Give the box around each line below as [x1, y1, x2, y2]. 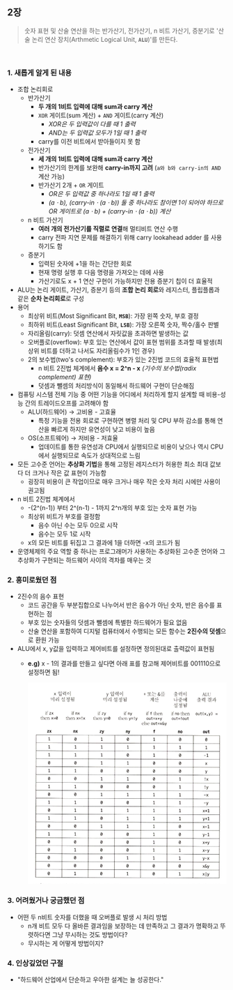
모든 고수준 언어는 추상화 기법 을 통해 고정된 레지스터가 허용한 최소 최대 [17, 460, 209, 469]
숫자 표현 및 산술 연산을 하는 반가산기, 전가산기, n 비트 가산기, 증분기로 [24, 27, 215, 35]
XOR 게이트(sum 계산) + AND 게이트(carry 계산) [38, 111, 164, 120]
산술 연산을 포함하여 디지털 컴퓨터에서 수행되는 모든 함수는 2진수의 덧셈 [27, 627, 221, 636]
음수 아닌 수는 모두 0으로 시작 [38, 521, 118, 530]
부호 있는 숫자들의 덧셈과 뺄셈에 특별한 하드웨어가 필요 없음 [27, 618, 188, 627]
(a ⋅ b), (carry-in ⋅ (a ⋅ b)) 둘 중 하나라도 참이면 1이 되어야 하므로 [48, 198, 224, 207]
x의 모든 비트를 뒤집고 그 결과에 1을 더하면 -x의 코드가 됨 [27, 539, 181, 547]
